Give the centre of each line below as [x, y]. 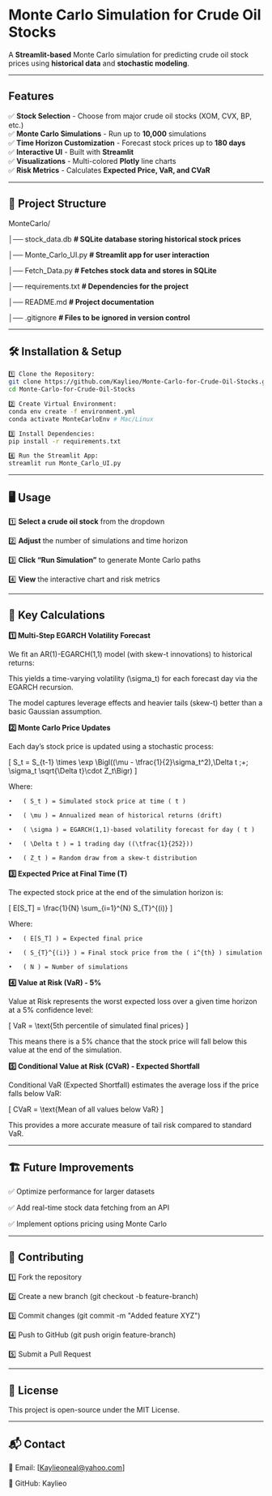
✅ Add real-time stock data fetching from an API [89, 1207]
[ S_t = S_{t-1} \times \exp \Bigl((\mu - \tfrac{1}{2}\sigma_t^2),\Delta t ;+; [128, 762]
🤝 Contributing [46, 1257]
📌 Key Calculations [57, 615]
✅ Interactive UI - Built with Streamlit [71, 152]
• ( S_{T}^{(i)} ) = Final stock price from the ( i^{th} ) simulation [136, 953]
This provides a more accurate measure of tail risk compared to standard [130, 1125]
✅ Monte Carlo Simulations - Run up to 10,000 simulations [107, 133]
